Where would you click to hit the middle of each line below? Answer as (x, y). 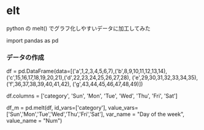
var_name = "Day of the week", (145, 114)
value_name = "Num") (34, 121)
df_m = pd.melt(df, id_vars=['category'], (57, 108)
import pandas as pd (32, 40)
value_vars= (123, 108)
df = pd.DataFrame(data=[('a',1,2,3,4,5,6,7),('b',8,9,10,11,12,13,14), (87, 71)
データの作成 (25, 57)
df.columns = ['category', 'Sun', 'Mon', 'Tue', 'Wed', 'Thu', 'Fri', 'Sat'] (92, 96)
